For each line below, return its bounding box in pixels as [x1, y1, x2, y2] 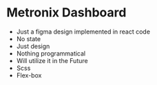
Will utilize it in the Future [16, 56, 88, 64]
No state [16, 34, 41, 42]
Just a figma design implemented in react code [16, 27, 151, 36]
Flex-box [16, 71, 42, 80]
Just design [16, 42, 50, 50]
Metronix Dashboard [6, 5, 127, 21]
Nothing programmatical [16, 49, 86, 58]
